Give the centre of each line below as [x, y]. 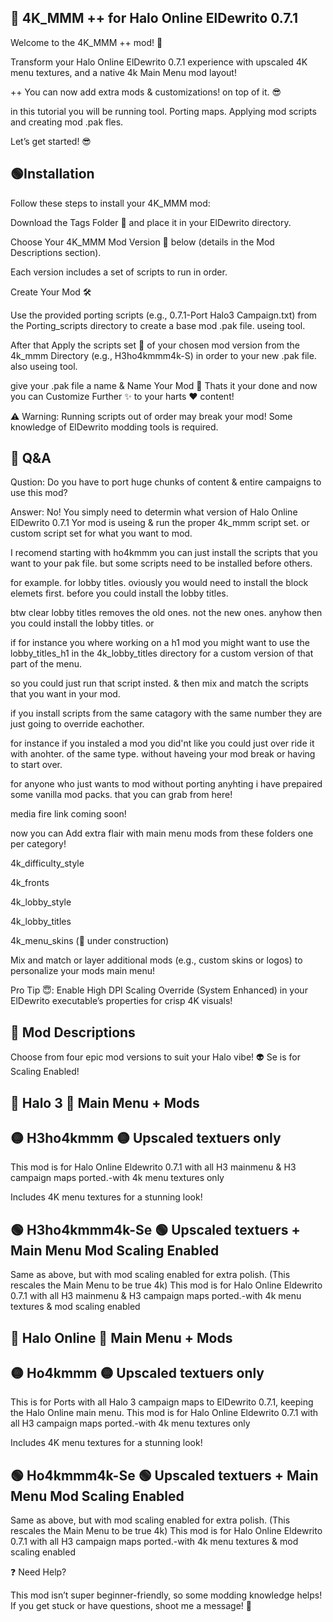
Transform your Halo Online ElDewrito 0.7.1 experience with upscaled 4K [159, 62]
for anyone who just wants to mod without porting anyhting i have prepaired [166, 784]
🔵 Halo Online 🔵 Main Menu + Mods [121, 1337]
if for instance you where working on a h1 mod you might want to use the [160, 643]
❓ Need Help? [38, 1572]
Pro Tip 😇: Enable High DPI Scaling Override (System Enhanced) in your [159, 990]
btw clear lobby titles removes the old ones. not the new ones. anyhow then [166, 613]
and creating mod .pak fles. [67, 122]
